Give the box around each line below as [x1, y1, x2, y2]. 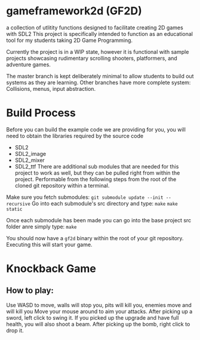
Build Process [6, 106, 76, 120]
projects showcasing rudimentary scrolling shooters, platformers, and [6, 54, 177, 62]
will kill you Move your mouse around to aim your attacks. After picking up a [6, 308, 193, 315]
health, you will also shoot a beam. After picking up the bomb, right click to [6, 320, 190, 327]
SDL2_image [14, 150, 47, 157]
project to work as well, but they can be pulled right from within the [14, 169, 180, 176]
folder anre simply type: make [6, 223, 77, 230]
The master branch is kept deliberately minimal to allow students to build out [6, 72, 194, 79]
